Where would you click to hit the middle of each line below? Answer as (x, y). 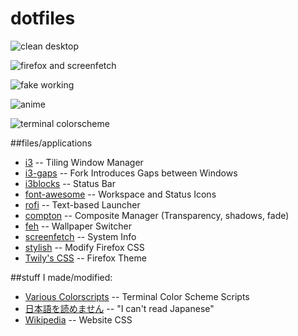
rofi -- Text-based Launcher (82, 204)
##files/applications (51, 143)
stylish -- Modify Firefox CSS (84, 247)
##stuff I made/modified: (61, 277)
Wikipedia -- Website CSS (78, 319)
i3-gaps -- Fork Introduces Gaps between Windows (131, 173)
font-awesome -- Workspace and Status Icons (120, 194)
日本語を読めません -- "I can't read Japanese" (119, 308)
